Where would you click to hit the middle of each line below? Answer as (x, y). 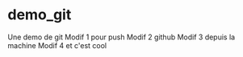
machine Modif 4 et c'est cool (57, 45)
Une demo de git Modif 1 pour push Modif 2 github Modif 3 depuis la (121, 37)
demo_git (40, 15)
